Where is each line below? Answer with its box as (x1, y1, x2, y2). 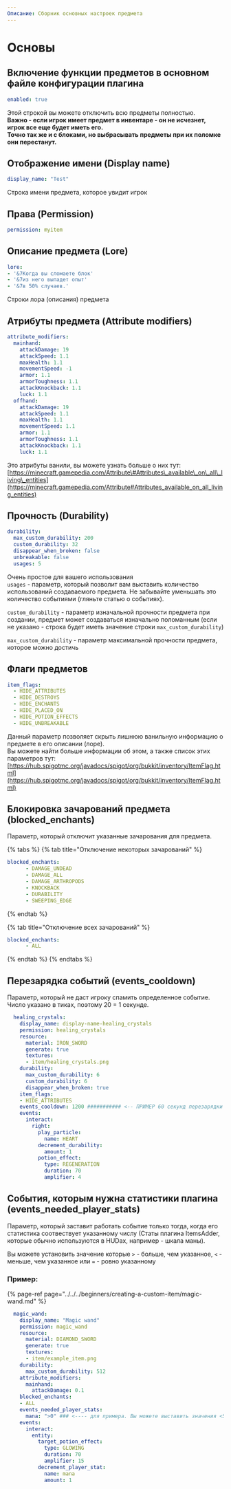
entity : (32, 1432, 54, 1439)
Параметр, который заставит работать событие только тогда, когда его (7, 1221, 219, 1230)
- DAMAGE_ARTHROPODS (25, 878, 85, 885)
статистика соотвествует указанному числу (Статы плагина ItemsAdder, (7, 1229, 220, 1237)
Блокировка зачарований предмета (7, 803, 170, 815)
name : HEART (43, 1135, 78, 1142)
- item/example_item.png (25, 1356, 97, 1362)
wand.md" (7, 1297, 36, 1305)
